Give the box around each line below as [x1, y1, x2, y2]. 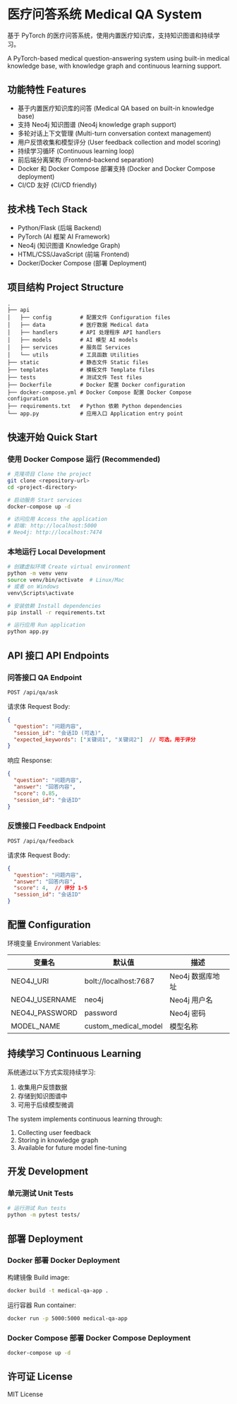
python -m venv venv [7, 570, 68, 577]
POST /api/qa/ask [7, 689, 59, 696]
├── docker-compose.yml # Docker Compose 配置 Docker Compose [7, 389, 192, 396]
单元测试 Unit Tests [7, 1189, 74, 1199]
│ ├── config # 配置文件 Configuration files [7, 314, 171, 321]
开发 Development [7, 1165, 89, 1177]
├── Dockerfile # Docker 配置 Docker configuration [7, 382, 186, 389]
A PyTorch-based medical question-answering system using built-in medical [7, 54, 230, 62]
